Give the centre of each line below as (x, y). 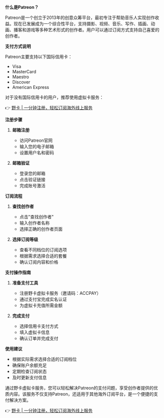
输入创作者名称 (35, 223)
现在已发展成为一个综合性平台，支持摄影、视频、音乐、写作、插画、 (82, 24)
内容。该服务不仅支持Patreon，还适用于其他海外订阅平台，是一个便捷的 (82, 394)
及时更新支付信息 (29, 377)
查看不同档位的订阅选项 (43, 250)
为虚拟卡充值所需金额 (41, 305)
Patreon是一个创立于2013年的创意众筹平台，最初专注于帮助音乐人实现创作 (80, 18)
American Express (31, 87)
